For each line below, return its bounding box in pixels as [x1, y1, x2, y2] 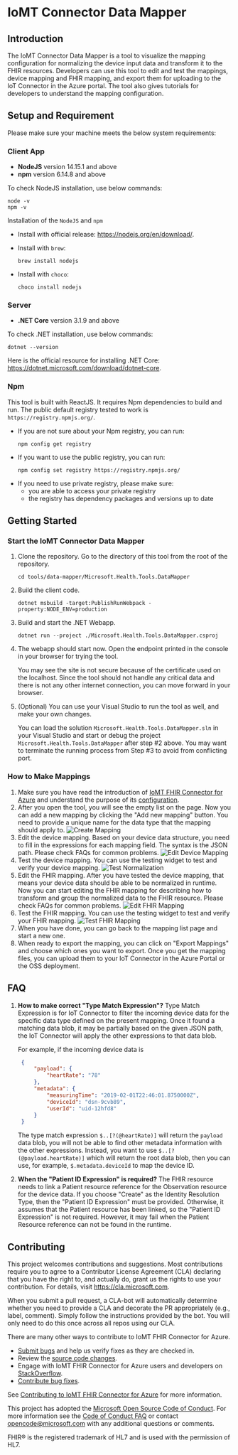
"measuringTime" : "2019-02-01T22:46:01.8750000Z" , [46, 1092, 200, 1099]
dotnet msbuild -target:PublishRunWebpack [17, 600, 146, 607]
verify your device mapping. [17, 863, 101, 871]
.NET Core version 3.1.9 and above [17, 316, 119, 325]
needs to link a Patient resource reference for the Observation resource [17, 1183, 227, 1191]
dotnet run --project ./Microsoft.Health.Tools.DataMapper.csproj [17, 632, 219, 640]
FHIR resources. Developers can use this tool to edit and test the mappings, [7, 67, 229, 75]
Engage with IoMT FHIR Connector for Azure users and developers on [17, 1362, 223, 1370]
